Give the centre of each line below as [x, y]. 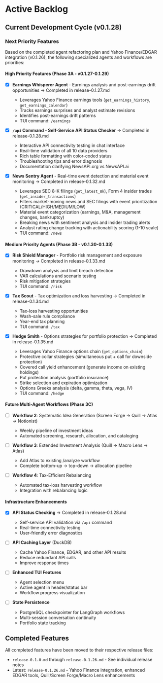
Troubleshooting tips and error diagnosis [61, 161]
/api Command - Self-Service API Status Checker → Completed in [81, 130]
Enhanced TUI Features [37, 573]
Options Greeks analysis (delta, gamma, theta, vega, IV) [76, 388]
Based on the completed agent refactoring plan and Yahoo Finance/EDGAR [81, 52]
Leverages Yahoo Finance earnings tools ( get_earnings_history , [85, 100]
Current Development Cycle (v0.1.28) [64, 27]
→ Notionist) [25, 421]
